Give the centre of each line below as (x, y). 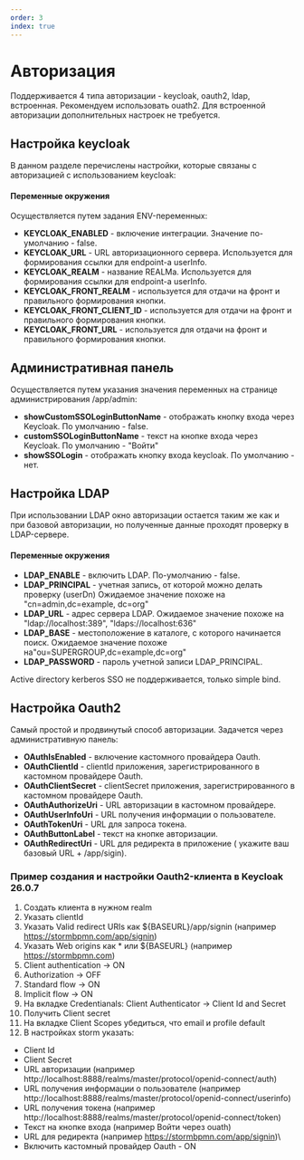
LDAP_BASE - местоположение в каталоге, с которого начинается (152, 633)
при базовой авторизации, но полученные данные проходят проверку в (149, 525)
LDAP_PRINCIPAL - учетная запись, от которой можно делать (143, 585)
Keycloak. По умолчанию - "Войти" (91, 446)
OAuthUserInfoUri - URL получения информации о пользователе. (150, 815)
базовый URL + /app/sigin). (75, 853)
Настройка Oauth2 (66, 708)
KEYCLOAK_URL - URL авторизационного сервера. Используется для (158, 253)
